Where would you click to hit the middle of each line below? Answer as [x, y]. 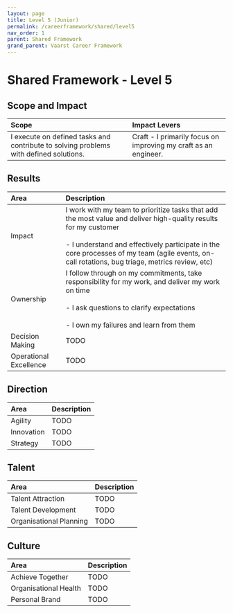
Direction [28, 390]
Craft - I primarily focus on [176, 137]
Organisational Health [46, 588]
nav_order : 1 [26, 33]
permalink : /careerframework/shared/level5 [71, 26]
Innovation [28, 432]
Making [23, 345]
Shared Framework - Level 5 [90, 80]
